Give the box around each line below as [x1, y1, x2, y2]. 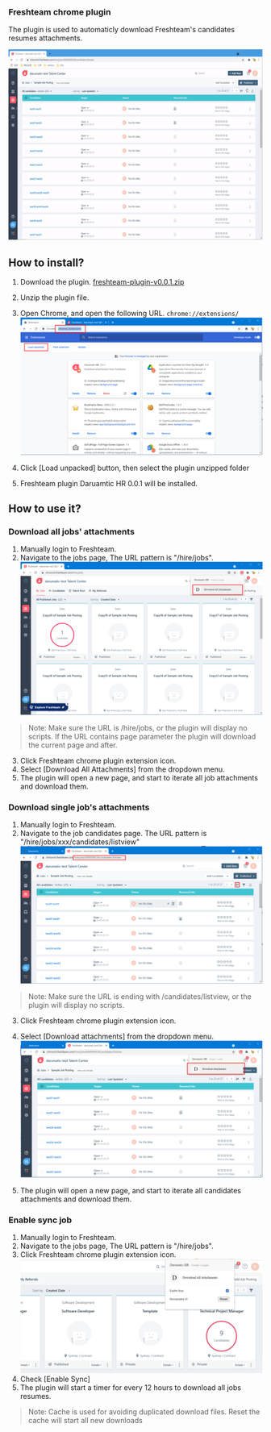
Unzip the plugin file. [19, 293, 90, 302]
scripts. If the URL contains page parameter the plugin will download [27, 732, 256, 742]
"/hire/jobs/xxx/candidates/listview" [19, 837, 140, 847]
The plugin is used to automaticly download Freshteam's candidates [8, 25, 236, 35]
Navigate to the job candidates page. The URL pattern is [19, 829, 207, 839]
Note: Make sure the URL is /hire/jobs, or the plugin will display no [27, 723, 248, 733]
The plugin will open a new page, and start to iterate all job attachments [19, 773, 258, 783]
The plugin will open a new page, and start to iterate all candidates [19, 1185, 242, 1195]
